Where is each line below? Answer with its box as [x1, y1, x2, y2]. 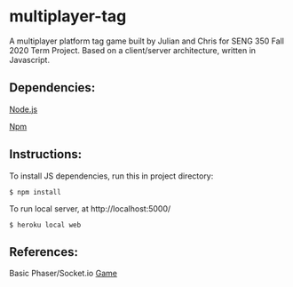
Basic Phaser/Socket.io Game [9, 268, 118, 279]
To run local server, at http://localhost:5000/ [9, 203, 171, 214]
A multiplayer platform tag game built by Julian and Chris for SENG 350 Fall [9, 36, 284, 46]
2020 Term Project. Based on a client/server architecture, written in [9, 44, 256, 55]
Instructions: [9, 147, 83, 162]
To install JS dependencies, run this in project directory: [9, 171, 214, 181]
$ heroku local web [9, 220, 82, 229]
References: [9, 244, 78, 259]
